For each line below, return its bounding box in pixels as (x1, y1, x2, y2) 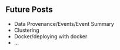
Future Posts (5, 5, 54, 15)
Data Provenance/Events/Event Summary (14, 20, 114, 27)
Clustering (14, 26, 39, 34)
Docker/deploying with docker (14, 32, 88, 40)
